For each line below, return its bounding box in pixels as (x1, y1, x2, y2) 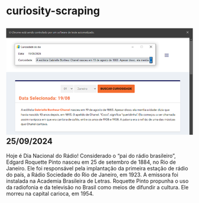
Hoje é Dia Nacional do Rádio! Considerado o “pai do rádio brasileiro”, (6, 152, 176, 159)
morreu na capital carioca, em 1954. (6, 190, 94, 197)
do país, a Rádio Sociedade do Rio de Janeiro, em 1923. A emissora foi (6, 171, 179, 178)
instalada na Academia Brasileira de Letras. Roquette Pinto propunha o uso (6, 177, 189, 185)
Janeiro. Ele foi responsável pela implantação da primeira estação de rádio (6, 164, 188, 172)
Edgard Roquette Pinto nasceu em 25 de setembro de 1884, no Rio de (6, 158, 176, 166)
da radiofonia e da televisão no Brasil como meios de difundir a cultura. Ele (6, 183, 189, 191)
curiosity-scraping (6, 4, 100, 18)
